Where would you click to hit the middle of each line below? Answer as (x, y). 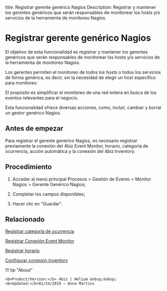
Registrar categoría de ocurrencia (40, 231)
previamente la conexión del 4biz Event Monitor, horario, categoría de (77, 146)
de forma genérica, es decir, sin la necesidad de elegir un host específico (81, 77)
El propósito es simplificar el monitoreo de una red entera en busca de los (81, 92)
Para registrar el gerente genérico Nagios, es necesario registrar (72, 140)
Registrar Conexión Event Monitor (40, 241)
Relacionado (25, 219)
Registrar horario (22, 251)
